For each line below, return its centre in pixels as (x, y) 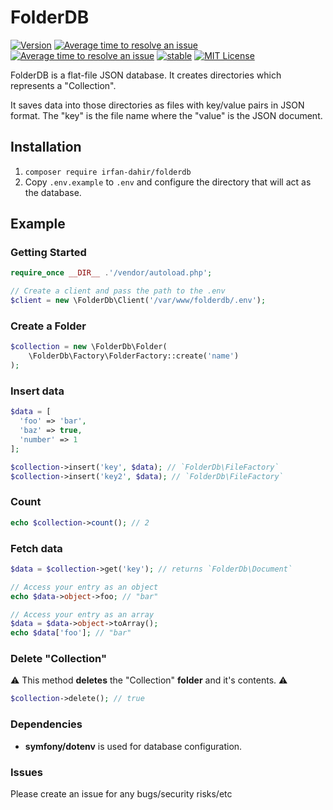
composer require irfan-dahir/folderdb (108, 172)
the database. (53, 192)
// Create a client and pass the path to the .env (118, 291)
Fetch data (36, 548)
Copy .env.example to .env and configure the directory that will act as (168, 182)
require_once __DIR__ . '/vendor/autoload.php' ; (111, 273)
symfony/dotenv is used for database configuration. (133, 746)
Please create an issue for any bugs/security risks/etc (121, 793)
